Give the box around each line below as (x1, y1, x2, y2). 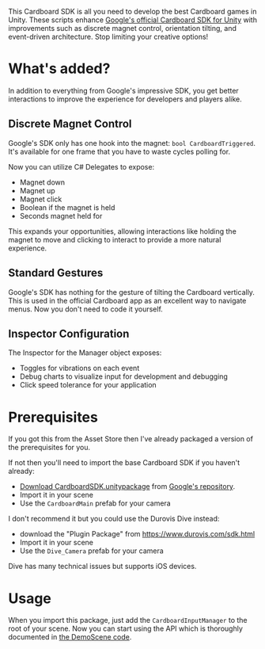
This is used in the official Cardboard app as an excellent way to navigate (8, 296, 247, 305)
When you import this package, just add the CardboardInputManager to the (8, 616, 248, 625)
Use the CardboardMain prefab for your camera (19, 498, 172, 508)
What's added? (8, 59, 111, 78)
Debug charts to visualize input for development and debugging (19, 372, 228, 381)
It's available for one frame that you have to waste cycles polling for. (8, 147, 231, 156)
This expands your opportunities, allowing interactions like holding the (8, 226, 237, 236)
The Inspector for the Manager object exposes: (8, 348, 162, 357)
